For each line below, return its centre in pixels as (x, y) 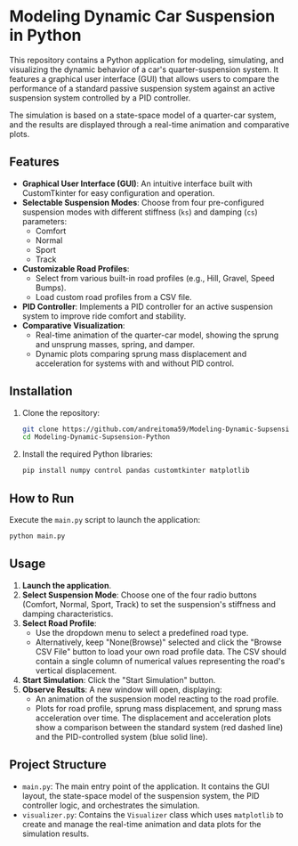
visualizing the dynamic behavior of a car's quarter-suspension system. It (144, 69)
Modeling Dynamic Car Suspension (142, 16)
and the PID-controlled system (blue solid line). (121, 736)
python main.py (37, 536)
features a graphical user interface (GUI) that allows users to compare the (145, 78)
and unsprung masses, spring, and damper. (115, 344)
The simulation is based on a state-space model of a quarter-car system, (143, 115)
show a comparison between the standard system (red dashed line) (159, 727)
